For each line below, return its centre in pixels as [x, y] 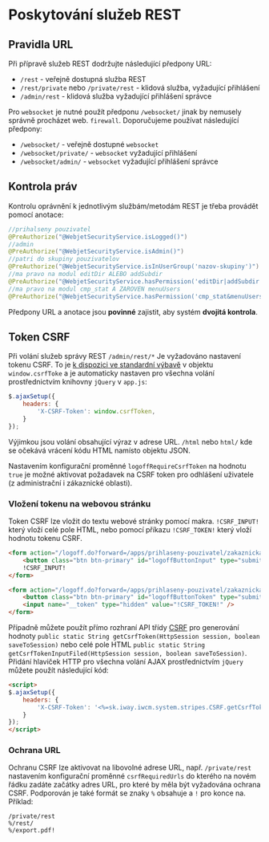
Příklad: [21, 802]
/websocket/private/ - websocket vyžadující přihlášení [108, 153]
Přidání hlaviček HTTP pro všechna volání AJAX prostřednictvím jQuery [126, 662]
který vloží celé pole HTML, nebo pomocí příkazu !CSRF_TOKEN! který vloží [130, 530]
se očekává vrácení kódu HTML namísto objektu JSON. [99, 450]
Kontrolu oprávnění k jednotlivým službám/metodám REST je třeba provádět [133, 205]
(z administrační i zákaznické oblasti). [70, 482]
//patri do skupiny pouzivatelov [64, 259]
